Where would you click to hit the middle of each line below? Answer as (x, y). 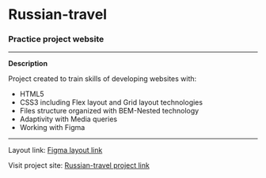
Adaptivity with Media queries (68, 119)
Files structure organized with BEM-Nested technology (109, 111)
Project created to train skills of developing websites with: (103, 79)
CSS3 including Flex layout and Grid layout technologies (111, 102)
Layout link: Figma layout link (55, 150)
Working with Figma (52, 128)
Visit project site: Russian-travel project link (79, 165)
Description (28, 64)
